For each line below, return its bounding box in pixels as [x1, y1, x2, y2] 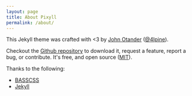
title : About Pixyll [6, 14, 57, 20]
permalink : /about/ [6, 20, 55, 25]
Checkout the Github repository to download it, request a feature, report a [6, 47, 187, 55]
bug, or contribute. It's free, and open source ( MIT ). [6, 54, 132, 61]
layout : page [6, 8, 39, 15]
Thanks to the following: [6, 65, 65, 72]
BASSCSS [14, 76, 40, 84]
